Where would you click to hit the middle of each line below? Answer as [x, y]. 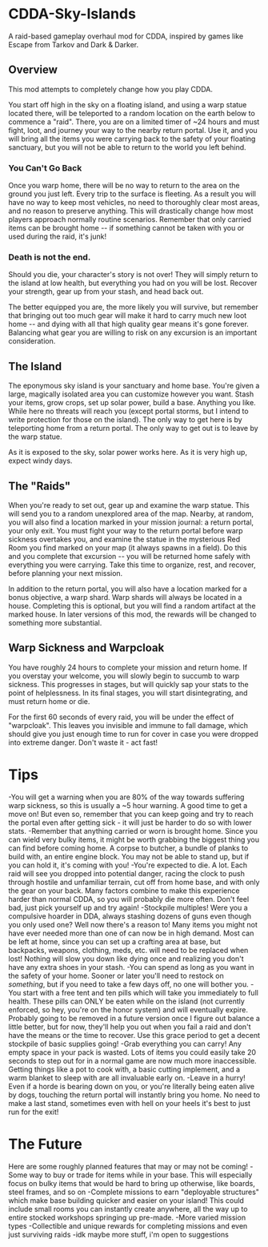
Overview [33, 70]
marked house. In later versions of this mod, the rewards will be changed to [133, 614]
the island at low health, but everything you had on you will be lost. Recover [133, 283]
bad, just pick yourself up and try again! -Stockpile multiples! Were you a [128, 907]
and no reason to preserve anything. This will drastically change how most [131, 211]
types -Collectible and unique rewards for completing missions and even [128, 1225]
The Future [45, 1144]
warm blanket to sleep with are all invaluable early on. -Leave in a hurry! [127, 1077]
